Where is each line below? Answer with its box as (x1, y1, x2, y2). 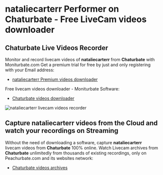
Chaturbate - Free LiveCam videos (5, 14, 147, 25)
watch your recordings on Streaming (5, 127, 118, 135)
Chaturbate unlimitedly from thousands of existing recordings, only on (5, 150, 147, 156)
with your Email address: (5, 67, 54, 73)
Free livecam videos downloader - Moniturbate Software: (5, 86, 120, 91)
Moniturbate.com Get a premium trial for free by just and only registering (5, 62, 151, 67)
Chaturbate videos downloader (12, 95, 74, 101)
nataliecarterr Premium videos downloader (12, 77, 98, 82)
